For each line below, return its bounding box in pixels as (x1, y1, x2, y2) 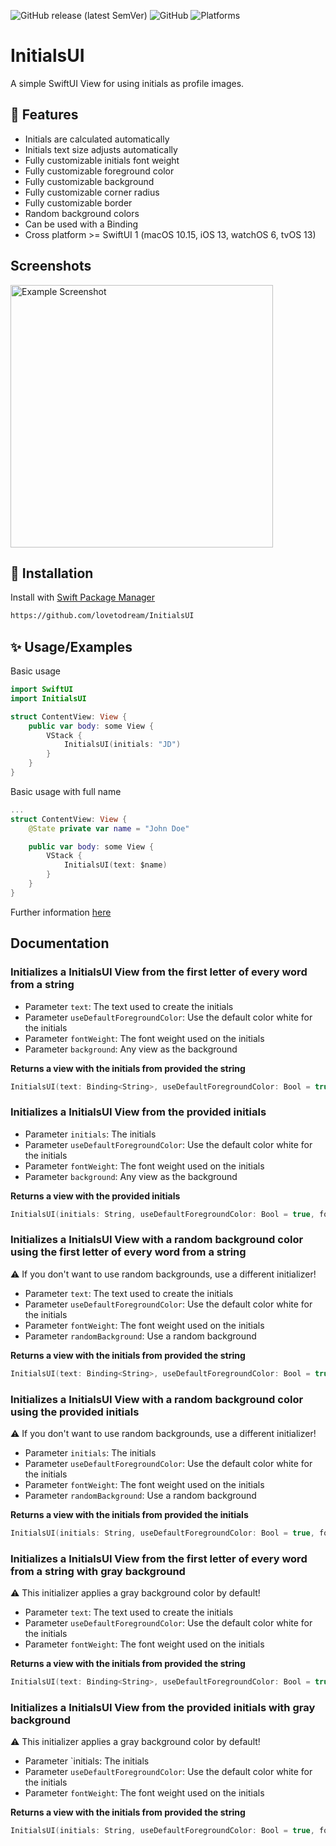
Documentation (10, 935, 110, 952)
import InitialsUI (10, 693, 87, 704)
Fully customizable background (24, 175, 155, 187)
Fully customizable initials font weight (24, 154, 180, 166)
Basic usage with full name (10, 785, 122, 797)
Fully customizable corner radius (24, 186, 160, 198)
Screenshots (10, 258, 92, 275)
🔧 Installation (10, 565, 94, 582)
